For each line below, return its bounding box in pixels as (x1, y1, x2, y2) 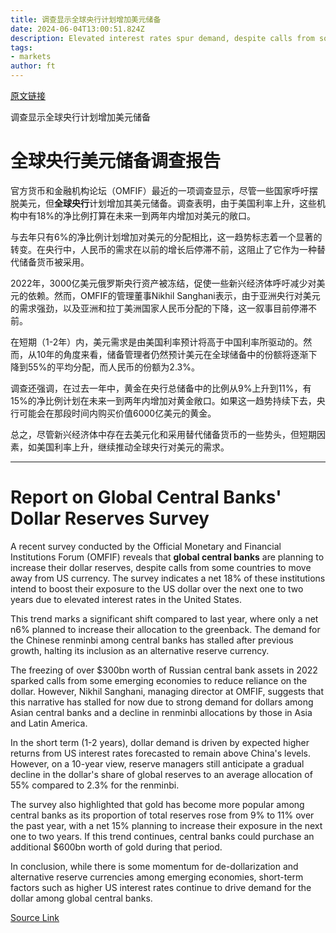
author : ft (10, 61, 56, 71)
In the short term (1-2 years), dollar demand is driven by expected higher (10, 736, 310, 748)
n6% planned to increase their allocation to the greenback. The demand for (10, 623, 321, 635)
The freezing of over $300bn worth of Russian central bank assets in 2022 (10, 664, 318, 676)
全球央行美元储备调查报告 (10, 150, 222, 173)
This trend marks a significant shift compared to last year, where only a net (10, 612, 319, 625)
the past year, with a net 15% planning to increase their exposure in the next (10, 819, 323, 831)
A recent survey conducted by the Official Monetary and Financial (10, 540, 282, 552)
